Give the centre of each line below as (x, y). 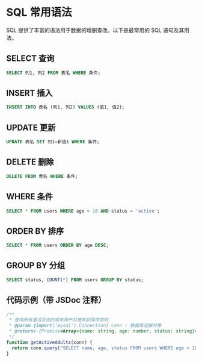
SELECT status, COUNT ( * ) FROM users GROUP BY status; (75, 280)
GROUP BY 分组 (35, 266)
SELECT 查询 (30, 59)
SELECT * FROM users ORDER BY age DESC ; (58, 245)
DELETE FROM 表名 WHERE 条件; (42, 176)
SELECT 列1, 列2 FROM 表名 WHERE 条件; (54, 73)
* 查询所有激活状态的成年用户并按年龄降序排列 (59, 320)
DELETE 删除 (30, 162)
